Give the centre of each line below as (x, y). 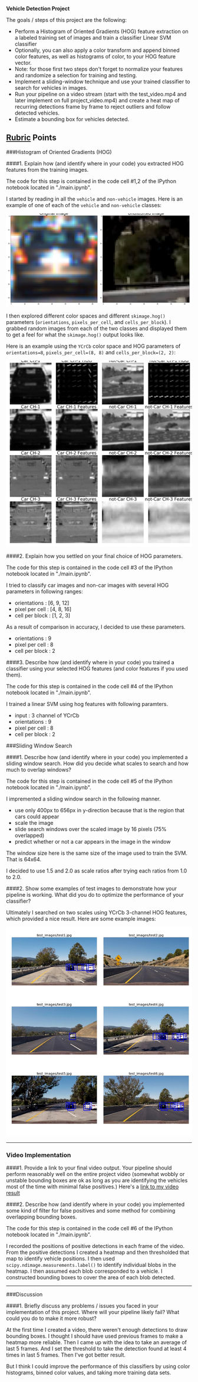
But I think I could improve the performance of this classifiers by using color (98, 1367)
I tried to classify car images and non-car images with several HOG (88, 585)
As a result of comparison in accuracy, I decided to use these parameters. (96, 627)
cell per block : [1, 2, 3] (42, 615)
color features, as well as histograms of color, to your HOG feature (95, 56)
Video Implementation (39, 1155)
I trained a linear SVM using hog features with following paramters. (87, 704)
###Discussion (24, 1295)
